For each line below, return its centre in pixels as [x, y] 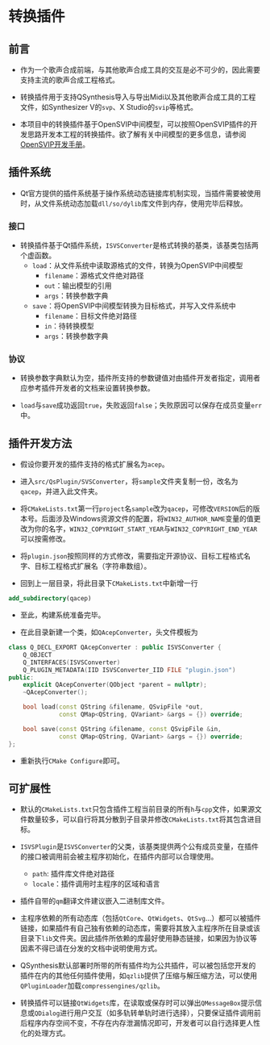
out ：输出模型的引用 [78, 286]
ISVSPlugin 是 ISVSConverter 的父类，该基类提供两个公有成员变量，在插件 [139, 846]
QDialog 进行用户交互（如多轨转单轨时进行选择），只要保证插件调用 [144, 1013]
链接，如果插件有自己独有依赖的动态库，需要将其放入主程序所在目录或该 [140, 928]
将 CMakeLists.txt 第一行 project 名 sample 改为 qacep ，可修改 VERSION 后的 [137, 508]
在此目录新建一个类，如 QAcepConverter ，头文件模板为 [109, 632]
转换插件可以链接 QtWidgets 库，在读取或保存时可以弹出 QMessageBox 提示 [137, 1003]
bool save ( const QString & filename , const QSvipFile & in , [122, 729]
